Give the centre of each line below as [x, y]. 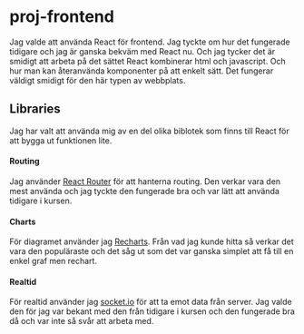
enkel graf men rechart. [54, 261]
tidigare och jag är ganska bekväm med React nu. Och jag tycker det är [142, 51]
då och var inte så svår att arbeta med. [82, 321]
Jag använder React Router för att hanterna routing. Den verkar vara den [145, 181]
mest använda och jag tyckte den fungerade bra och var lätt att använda [144, 191]
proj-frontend [62, 17]
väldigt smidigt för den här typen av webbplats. [98, 80]
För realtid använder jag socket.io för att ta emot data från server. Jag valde [151, 302]
